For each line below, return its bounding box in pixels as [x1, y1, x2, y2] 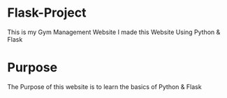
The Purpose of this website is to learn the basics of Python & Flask [7, 82, 202, 91]
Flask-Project [7, 5, 87, 21]
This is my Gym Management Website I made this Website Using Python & [7, 28, 221, 36]
